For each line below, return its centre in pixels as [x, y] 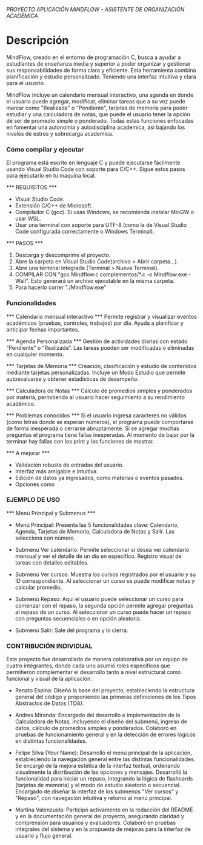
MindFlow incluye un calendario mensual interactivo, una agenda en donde [100, 95]
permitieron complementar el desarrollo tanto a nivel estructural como [94, 672]
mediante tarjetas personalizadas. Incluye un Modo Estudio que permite [96, 372]
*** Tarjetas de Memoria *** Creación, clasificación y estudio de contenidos [101, 366]
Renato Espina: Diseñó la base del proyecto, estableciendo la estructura [105, 690]
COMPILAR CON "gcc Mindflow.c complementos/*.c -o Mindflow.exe [101, 274]
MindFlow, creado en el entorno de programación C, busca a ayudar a [94, 57]
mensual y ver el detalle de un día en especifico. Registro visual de [98, 556]
